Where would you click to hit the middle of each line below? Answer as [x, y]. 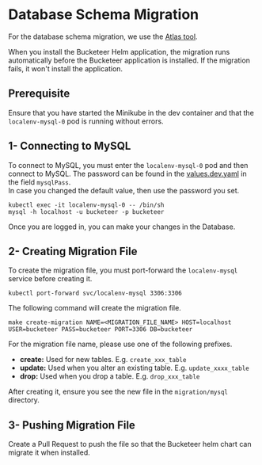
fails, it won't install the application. [66, 68]
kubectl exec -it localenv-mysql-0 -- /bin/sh [86, 205]
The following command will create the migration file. [95, 308]
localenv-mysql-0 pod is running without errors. [86, 121]
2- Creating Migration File [73, 251]
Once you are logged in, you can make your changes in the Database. [122, 227]
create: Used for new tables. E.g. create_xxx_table [103, 360]
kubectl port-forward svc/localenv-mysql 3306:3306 [95, 293]
